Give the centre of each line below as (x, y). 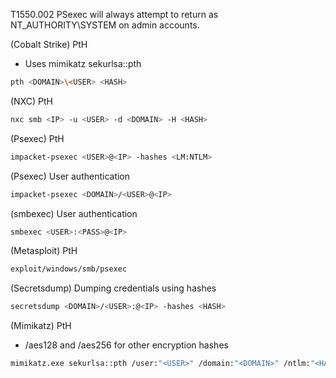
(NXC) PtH (31, 101)
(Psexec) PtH (37, 138)
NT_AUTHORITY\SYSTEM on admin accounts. (105, 25)
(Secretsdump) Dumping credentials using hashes (113, 288)
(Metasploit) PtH (44, 251)
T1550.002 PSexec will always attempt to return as (114, 14)
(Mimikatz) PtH (41, 326)
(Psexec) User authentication (70, 176)
